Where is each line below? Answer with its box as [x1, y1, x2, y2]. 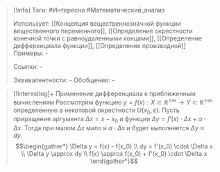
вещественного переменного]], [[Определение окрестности [12, 27, 194, 35]
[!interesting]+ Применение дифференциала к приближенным [12, 90, 196, 97]
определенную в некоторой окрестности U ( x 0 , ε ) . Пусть [12, 106, 180, 116]
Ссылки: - [12, 63, 43, 70]
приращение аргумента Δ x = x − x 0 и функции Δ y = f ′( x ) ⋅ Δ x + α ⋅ [12, 115, 206, 125]
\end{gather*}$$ [90, 157, 138, 166]
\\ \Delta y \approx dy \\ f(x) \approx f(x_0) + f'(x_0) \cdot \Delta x [21, 150, 208, 158]
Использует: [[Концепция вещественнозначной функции [12, 19, 181, 27]
